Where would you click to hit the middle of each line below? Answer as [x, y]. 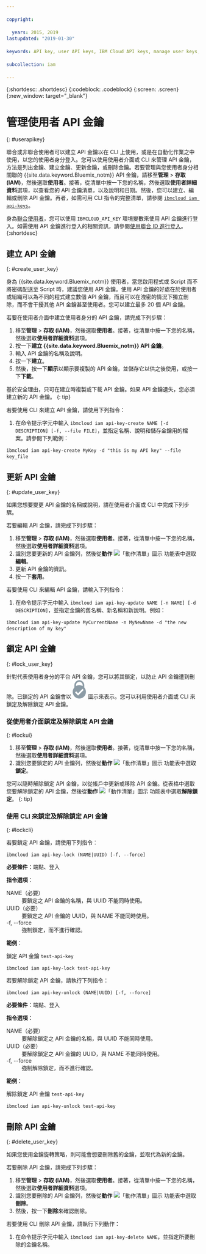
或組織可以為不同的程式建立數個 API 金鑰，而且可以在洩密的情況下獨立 [95, 297]
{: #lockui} [19, 735]
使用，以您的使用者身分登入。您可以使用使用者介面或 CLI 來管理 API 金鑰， [101, 160]
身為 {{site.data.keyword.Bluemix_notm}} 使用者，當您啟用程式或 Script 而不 [102, 282]
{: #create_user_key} [33, 269]
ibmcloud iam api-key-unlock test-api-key [61, 1107]
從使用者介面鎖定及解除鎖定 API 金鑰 [60, 721]
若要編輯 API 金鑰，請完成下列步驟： [52, 525]
